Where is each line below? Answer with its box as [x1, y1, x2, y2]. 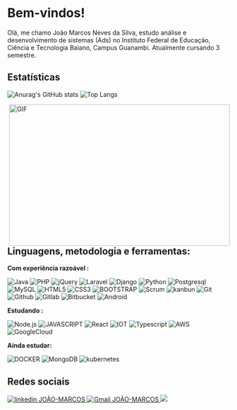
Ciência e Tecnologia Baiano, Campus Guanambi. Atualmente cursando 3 [7, 43, 220, 52]
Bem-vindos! [7, 5, 85, 21]
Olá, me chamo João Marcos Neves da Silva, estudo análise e [7, 28, 187, 37]
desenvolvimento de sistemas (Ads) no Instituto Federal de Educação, [7, 35, 211, 44]
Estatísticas [7, 71, 61, 83]
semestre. [7, 51, 37, 59]
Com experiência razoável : [7, 264, 90, 273]
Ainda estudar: [7, 341, 52, 350]
